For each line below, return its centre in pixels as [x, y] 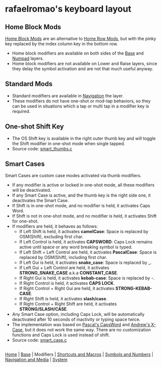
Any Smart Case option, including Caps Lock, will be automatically [78, 314]
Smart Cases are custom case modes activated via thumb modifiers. [73, 176]
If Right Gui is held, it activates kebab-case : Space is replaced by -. [87, 278]
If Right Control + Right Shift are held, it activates [68, 304]
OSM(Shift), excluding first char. [51, 237]
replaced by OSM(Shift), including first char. [63, 257]
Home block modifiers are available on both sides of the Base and [78, 53]
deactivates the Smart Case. [40, 201]
